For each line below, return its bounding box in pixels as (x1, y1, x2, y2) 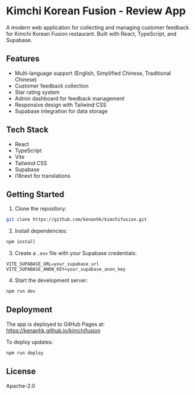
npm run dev (6, 289, 36, 294)
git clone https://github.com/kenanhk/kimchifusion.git (6, 217, 147, 222)
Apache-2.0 (6, 382, 36, 389)
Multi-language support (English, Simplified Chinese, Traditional (14, 70, 171, 77)
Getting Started (6, 189, 65, 199)
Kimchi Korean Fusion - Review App (6, 4, 186, 18)
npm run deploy (6, 350, 44, 356)
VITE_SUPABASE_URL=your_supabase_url (6, 261, 100, 267)
